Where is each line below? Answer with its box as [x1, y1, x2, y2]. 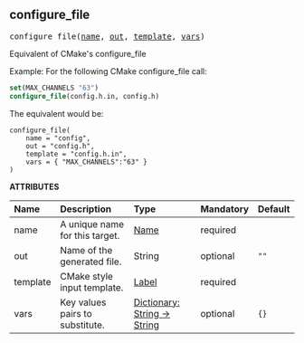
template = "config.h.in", [25, 149, 128, 158]
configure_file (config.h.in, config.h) [9, 91, 160, 100]
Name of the [60, 243, 113, 256]
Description [60, 203, 111, 215]
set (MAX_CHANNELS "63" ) [9, 83, 100, 92]
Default [257, 203, 290, 215]
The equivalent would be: [9, 108, 104, 119]
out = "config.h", [25, 141, 95, 150]
